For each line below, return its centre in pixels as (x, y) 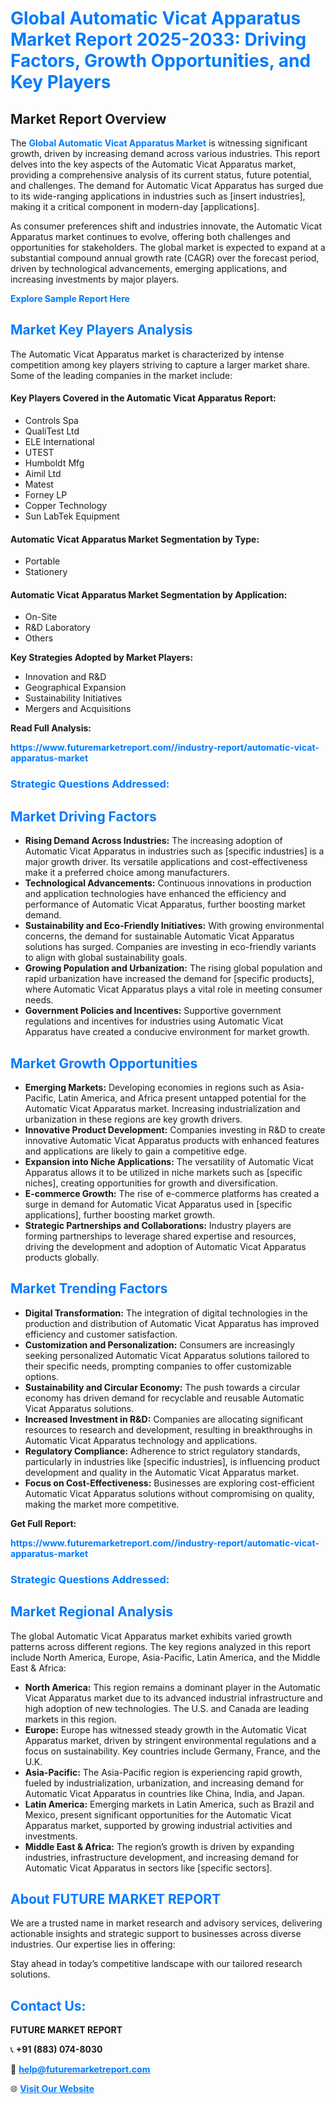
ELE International (59, 442)
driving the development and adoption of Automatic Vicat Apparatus (165, 1246)
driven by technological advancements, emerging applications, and (149, 268)
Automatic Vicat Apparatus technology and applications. (141, 1440)
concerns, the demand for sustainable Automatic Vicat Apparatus (159, 936)
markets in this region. (70, 1719)
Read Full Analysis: (51, 728)
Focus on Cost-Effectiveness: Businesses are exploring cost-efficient (169, 1483)
